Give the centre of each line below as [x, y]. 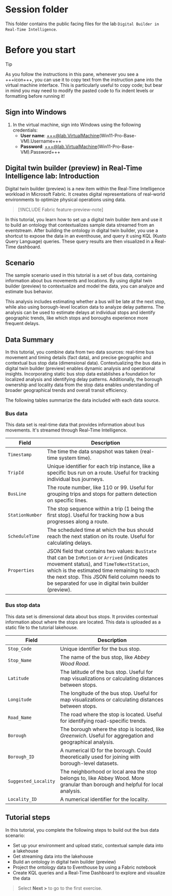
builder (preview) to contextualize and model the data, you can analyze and [85, 286]
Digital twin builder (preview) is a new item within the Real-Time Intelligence [85, 188]
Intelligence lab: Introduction [52, 176]
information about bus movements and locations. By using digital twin [79, 281]
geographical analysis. [87, 742]
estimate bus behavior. [29, 292]
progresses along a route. [78, 522]
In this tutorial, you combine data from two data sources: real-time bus [80, 352]
